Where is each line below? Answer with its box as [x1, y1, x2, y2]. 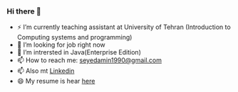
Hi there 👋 [6, 6, 42, 16]
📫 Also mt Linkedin [16, 67, 75, 75]
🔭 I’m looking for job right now [16, 40, 106, 49]
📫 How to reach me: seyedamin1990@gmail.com [16, 56, 162, 64]
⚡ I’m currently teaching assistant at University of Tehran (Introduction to [16, 23, 231, 31]
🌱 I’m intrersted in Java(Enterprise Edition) [16, 48, 142, 57]
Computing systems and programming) [16, 33, 133, 42]
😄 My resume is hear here [16, 77, 95, 86]
